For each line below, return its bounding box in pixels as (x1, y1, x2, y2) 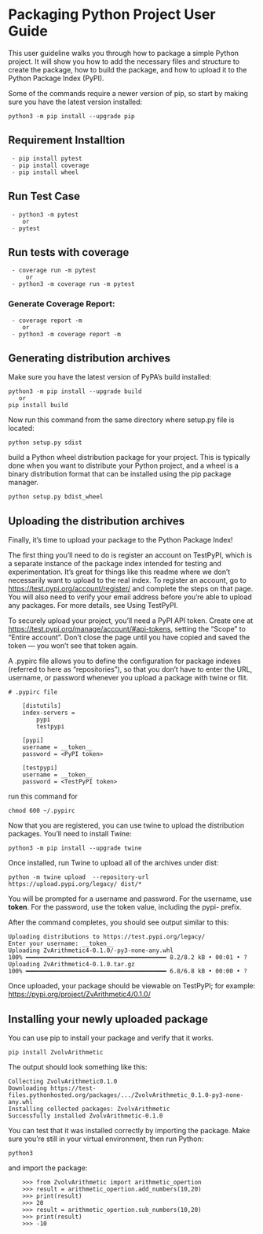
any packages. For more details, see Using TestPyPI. (8, 601, 178, 610)
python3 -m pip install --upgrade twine (8, 844, 143, 852)
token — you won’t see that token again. (8, 641, 139, 650)
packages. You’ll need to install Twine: (8, 829, 132, 839)
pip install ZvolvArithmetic (8, 1049, 104, 1057)
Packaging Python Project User (8, 6, 216, 24)
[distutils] (22, 702, 61, 710)
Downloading (8, 1084, 47, 1092)
